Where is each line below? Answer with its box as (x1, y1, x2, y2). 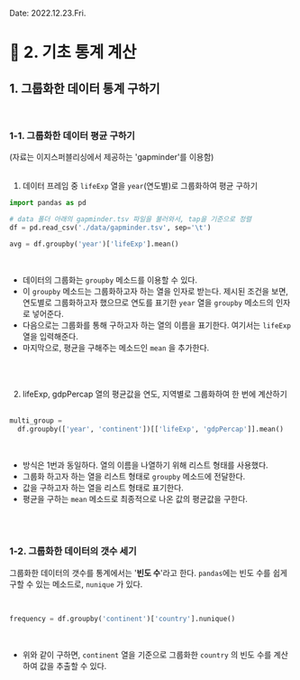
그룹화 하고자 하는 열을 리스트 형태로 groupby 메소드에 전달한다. (22, 470, 246, 481)
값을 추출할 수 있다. (39, 660, 107, 671)
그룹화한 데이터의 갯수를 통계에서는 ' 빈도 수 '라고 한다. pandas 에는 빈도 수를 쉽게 (9, 567, 288, 578)
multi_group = (9, 415, 63, 425)
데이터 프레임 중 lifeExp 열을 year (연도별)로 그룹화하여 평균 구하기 (22, 181, 259, 191)
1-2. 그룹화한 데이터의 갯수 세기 (9, 545, 137, 558)
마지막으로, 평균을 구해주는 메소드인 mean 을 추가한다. (22, 342, 210, 353)
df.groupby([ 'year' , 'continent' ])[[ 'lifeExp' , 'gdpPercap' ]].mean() (17, 424, 284, 433)
